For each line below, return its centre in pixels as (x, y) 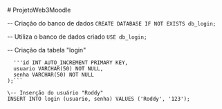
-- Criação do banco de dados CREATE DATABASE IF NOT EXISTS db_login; (112, 23)
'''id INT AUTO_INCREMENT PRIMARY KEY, (71, 63)
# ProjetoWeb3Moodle (39, 10)
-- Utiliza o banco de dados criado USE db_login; (77, 37)
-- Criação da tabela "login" (47, 50)
